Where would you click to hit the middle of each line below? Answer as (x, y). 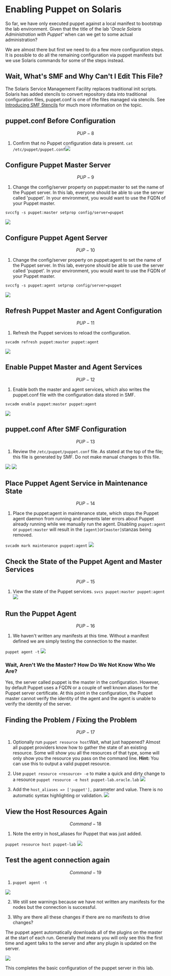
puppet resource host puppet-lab (41, 844)
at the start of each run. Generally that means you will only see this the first (84, 937)
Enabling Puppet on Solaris (64, 9)
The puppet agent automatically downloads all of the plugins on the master (84, 932)
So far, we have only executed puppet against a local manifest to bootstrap (84, 23)
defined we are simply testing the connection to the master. (75, 641)
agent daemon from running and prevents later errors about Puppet (83, 519)
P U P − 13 (85, 441)
